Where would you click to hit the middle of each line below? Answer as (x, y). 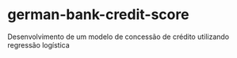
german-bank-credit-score (98, 15)
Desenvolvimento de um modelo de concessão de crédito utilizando (118, 37)
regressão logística (39, 44)
